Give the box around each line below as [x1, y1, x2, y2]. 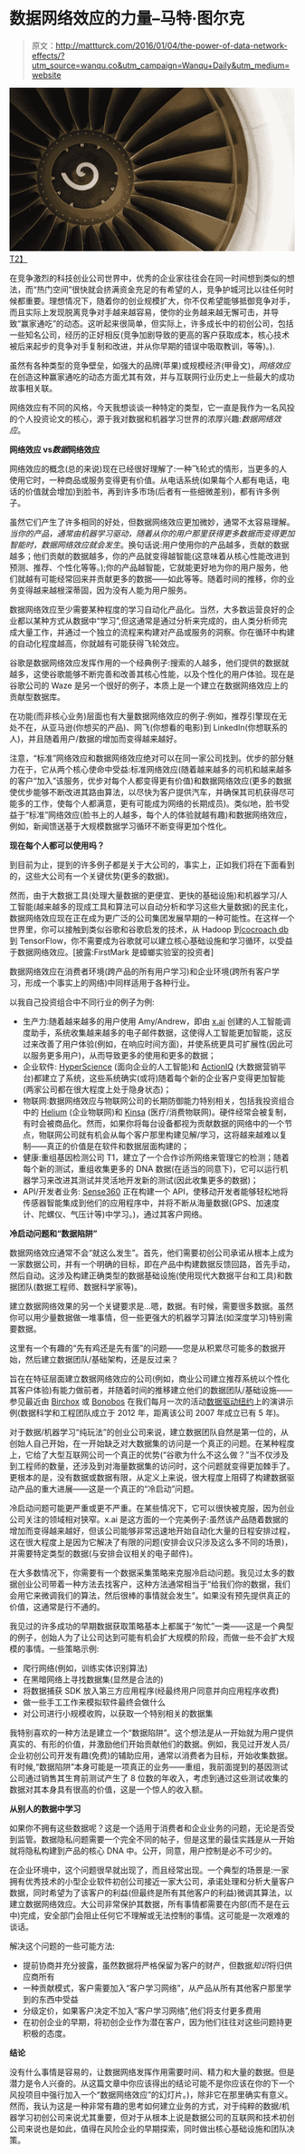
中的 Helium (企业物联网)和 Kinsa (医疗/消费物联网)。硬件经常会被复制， [22, 1107, 291, 1117]
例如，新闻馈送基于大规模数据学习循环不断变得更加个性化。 [9, 821, 232, 831]
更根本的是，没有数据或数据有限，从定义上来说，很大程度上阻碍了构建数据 [9, 1472, 287, 1483]
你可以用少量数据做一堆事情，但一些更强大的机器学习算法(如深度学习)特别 [9, 1313, 285, 1323]
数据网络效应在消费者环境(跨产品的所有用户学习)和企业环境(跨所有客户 [9, 966, 272, 977]
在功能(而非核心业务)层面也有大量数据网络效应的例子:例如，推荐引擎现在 [9, 711, 280, 722]
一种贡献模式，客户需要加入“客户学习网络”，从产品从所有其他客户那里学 [22, 1982, 292, 1993]
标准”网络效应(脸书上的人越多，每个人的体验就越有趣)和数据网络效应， [28, 810, 292, 821]
